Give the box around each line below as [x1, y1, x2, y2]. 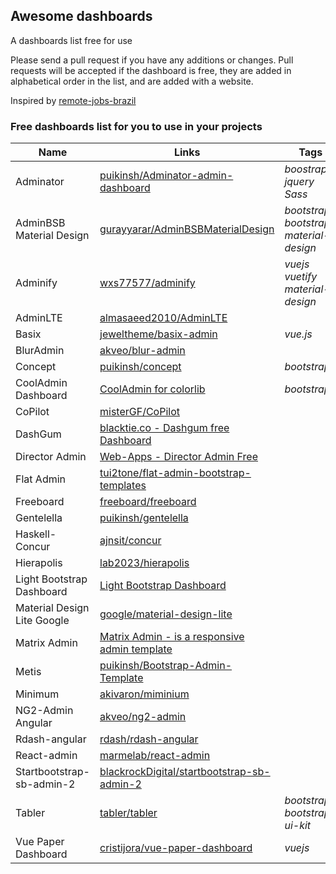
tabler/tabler [99, 806, 158, 820]
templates [99, 479, 147, 493]
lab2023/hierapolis [99, 556, 190, 570]
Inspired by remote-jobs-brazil [10, 94, 137, 106]
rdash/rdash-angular [99, 732, 199, 746]
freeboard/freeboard [99, 495, 197, 509]
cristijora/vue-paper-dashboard [99, 841, 253, 855]
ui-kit [284, 819, 312, 833]
